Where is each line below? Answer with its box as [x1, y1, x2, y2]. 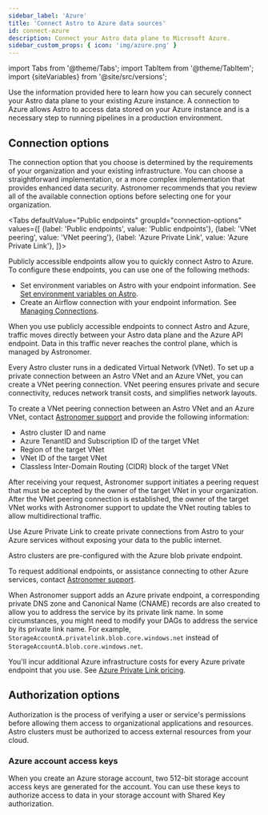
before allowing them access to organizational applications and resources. [8, 718, 254, 728]
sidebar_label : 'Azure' [8, 11, 88, 20]
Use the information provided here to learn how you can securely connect [8, 87, 252, 97]
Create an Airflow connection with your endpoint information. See [19, 297, 237, 307]
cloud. [8, 735, 30, 745]
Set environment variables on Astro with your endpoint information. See [19, 280, 256, 290]
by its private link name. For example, [8, 624, 132, 633]
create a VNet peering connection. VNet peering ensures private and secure [8, 379, 260, 389]
